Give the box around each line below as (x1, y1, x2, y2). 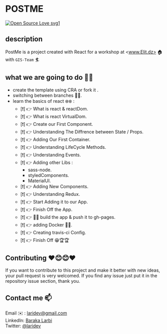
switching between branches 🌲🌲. (12, 92, 82, 98)
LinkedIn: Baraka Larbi (5, 318, 52, 324)
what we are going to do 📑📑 (5, 73, 93, 82)
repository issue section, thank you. (5, 278, 80, 284)
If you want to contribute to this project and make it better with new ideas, (5, 267, 160, 274)
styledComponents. (27, 172, 70, 178)
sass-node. (27, 167, 52, 173)
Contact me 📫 (5, 294, 52, 302)
